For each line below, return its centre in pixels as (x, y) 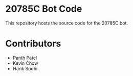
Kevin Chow (25, 63)
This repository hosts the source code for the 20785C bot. (67, 23)
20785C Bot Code (44, 9)
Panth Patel (25, 58)
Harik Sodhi (25, 68)
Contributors (33, 44)
